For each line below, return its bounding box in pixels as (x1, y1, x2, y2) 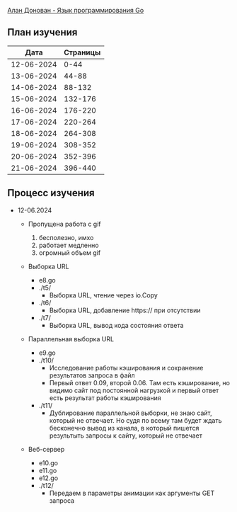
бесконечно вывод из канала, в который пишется (49, 423, 200, 432)
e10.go (38, 458, 59, 467)
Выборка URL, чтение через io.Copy (49, 290, 158, 300)
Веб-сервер (28, 445, 65, 453)
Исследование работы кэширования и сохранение (49, 363, 204, 372)
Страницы (63, 47, 101, 57)
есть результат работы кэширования (49, 393, 161, 402)
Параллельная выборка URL (28, 334, 115, 343)
